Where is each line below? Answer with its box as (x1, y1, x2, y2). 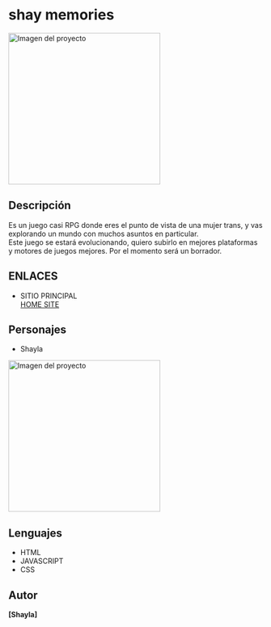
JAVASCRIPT (19, 556, 64, 566)
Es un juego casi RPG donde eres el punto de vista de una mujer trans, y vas (8, 220, 263, 229)
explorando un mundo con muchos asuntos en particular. (8, 229, 199, 238)
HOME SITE (19, 299, 60, 309)
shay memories (8, 6, 115, 24)
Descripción (8, 199, 71, 213)
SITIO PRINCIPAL (19, 291, 78, 301)
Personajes (8, 322, 67, 336)
